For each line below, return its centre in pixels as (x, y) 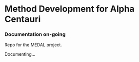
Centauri (23, 19)
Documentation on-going (35, 34)
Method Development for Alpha (69, 9)
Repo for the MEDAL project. (33, 45)
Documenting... (20, 54)
